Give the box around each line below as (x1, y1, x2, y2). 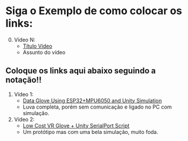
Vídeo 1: (14, 90, 33, 98)
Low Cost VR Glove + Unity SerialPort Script (22, 122, 130, 129)
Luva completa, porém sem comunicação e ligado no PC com (22, 103, 172, 110)
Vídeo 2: (14, 116, 35, 123)
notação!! (5, 75, 42, 85)
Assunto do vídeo (22, 48, 66, 55)
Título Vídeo (22, 42, 52, 50)
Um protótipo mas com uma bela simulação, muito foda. (22, 128, 159, 135)
